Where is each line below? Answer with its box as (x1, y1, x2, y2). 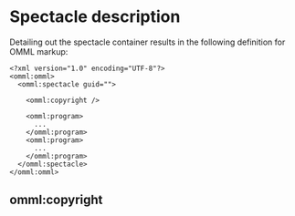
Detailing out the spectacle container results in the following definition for (9, 36, 286, 47)
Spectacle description (9, 6, 181, 27)
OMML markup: (9, 46, 68, 57)
